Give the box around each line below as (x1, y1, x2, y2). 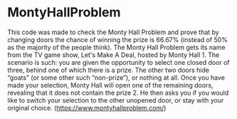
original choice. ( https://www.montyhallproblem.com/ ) (7, 103, 167, 112)
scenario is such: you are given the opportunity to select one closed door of (7, 58, 230, 66)
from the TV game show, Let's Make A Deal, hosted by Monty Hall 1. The (7, 51, 220, 59)
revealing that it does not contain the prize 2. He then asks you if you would (7, 88, 229, 97)
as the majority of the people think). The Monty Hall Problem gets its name (7, 43, 226, 51)
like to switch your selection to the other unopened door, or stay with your (7, 95, 224, 104)
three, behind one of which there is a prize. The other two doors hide (7, 66, 210, 74)
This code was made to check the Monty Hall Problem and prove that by (7, 28, 219, 36)
